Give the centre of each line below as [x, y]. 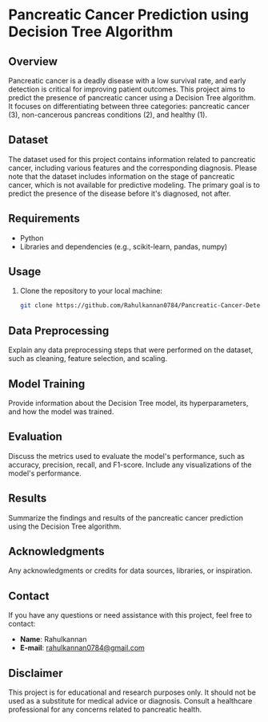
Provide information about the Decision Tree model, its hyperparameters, [128, 403]
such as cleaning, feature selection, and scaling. [88, 359]
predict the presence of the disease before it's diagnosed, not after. [120, 193]
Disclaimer [36, 673]
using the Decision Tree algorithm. [65, 526]
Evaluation [35, 437]
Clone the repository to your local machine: [91, 291]
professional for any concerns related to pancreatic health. [105, 709]
